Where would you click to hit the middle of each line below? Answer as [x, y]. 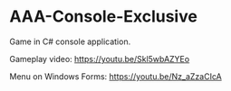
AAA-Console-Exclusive [103, 17]
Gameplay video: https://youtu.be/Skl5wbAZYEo [100, 59]
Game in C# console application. [70, 41]
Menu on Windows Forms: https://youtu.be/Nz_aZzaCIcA [115, 76]
